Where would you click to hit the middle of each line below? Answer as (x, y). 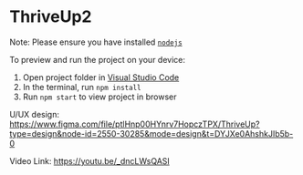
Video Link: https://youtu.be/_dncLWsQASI (90, 160)
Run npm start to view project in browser (99, 97)
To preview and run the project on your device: (97, 59)
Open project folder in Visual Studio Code (101, 77)
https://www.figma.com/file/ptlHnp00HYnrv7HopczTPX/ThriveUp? (135, 124)
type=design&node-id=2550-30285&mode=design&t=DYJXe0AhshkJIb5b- (151, 133)
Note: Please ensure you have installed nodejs (96, 42)
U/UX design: (34, 114)
